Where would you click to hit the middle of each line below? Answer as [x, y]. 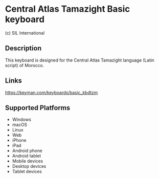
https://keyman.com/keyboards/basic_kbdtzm [51, 92]
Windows [22, 120]
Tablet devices [27, 172]
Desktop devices [29, 166]
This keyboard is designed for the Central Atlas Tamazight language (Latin [80, 60]
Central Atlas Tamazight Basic [68, 9]
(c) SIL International [25, 33]
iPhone [19, 140]
